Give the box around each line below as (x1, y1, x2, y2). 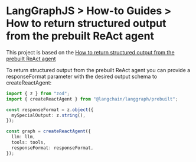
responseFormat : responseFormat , (11, 145, 94, 151)
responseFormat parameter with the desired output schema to (6, 73, 158, 80)
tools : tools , (11, 140, 46, 145)
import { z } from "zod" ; (6, 90, 70, 96)
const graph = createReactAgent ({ (6, 128, 92, 134)
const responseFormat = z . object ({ (6, 106, 94, 113)
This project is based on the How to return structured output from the (6, 48, 175, 56)
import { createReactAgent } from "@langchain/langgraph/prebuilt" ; (6, 96, 178, 102)
